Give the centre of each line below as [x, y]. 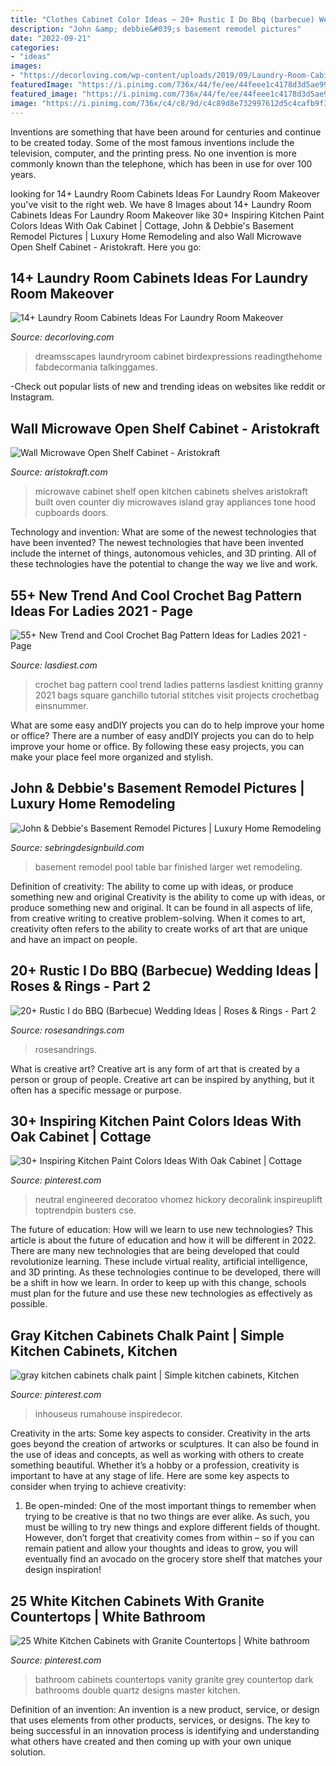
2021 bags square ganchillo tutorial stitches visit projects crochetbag [177, 695]
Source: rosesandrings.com [67, 1030]
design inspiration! [63, 1570]
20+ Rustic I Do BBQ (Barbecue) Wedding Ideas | [165, 971]
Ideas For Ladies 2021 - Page [101, 611]
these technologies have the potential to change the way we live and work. [164, 564]
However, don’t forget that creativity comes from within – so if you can [169, 1538]
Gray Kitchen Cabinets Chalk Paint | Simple [147, 1335]
